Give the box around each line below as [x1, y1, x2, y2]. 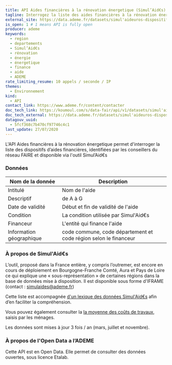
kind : [5, 93, 17, 99]
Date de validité [8, 203, 46, 210]
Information [8, 228, 36, 235]
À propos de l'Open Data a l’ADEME [5, 337, 95, 344]
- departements [10, 41, 42, 46]
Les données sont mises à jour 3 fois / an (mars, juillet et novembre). [5, 324, 150, 331]
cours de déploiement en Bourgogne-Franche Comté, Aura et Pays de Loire [5, 267, 165, 274]
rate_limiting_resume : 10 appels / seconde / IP [5, 79, 111, 84]
